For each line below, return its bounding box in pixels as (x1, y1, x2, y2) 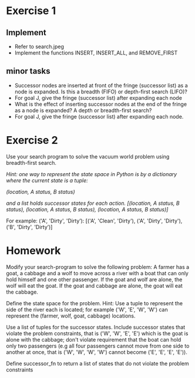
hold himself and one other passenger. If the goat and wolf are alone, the (6, 276, 183, 283)
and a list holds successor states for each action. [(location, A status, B (6, 200, 180, 207)
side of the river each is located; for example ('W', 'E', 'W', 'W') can (6, 306, 169, 313)
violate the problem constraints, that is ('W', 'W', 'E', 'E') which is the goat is (6, 330, 189, 337)
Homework (6, 244, 61, 257)
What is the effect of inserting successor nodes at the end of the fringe (14, 100, 187, 107)
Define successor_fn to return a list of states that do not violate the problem (6, 360, 189, 367)
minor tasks (6, 66, 51, 76)
